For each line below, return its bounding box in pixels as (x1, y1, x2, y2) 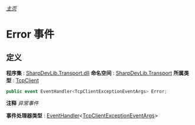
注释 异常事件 (6, 100, 39, 107)
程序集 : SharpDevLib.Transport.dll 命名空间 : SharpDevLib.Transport (6, 69, 173, 76)
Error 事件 (6, 28, 55, 40)
